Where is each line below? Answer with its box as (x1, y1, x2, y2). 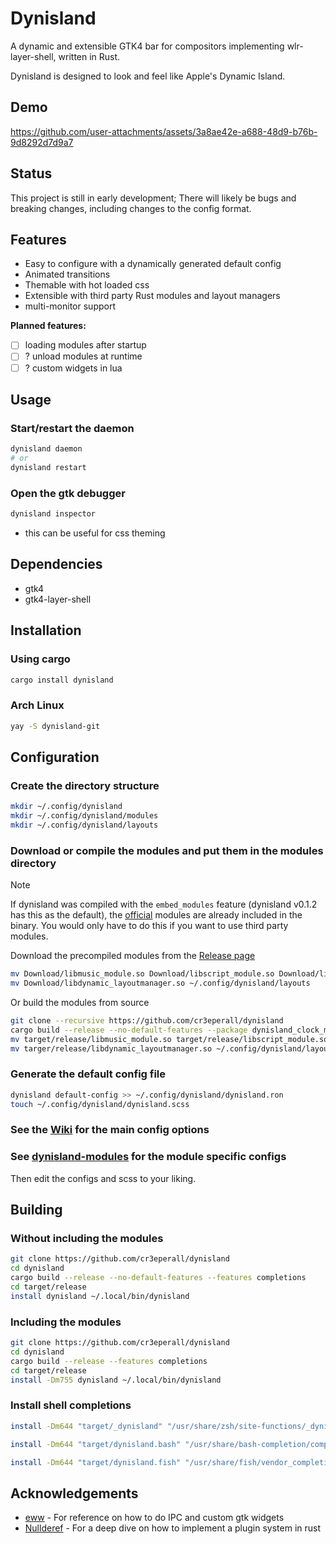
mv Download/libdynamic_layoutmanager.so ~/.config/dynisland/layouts (10, 978, 311, 989)
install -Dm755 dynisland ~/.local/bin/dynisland (10, 1375, 222, 1385)
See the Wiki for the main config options (10, 1123, 210, 1137)
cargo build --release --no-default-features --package (10, 1025, 248, 1035)
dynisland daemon (10, 444, 83, 454)
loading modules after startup (24, 339, 147, 351)
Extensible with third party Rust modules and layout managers (24, 290, 281, 302)
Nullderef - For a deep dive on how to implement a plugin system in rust (24, 1522, 322, 1534)
